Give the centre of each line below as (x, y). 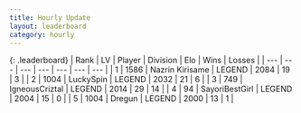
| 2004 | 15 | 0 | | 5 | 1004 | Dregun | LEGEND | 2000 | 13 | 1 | (122, 99)
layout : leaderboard (48, 26)
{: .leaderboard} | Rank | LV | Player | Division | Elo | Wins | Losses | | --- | (146, 61)
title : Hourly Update (50, 18)
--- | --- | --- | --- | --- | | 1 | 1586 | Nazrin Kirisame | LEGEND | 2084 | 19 (155, 70)
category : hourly (42, 34)
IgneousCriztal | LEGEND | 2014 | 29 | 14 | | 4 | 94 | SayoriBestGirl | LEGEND (151, 89)
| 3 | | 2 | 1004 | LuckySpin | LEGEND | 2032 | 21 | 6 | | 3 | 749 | (126, 80)
